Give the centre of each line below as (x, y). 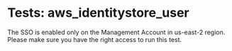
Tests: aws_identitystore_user (98, 13)
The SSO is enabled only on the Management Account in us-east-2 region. (116, 32)
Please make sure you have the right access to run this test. (95, 39)
